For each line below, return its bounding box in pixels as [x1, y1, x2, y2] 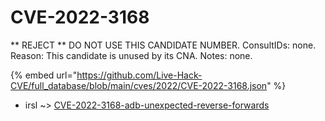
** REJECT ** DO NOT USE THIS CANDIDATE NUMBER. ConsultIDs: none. [10, 39, 317, 51]
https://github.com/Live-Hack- [76, 69, 203, 81]
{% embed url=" [10, 69, 78, 81]
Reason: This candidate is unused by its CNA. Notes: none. [10, 49, 253, 61]
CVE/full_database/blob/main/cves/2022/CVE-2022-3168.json [10, 79, 268, 91]
